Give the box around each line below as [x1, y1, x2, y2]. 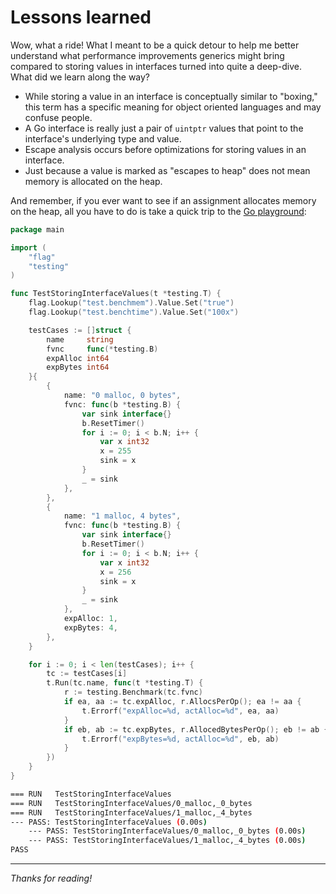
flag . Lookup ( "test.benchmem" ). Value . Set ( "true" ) [28, 298, 235, 308]
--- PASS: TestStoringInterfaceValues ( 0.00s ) [10, 817, 208, 827]
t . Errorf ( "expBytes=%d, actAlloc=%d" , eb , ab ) [81, 734, 280, 744]
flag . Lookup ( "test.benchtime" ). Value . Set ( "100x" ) [28, 307, 240, 318]
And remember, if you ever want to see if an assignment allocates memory [10, 194, 317, 206]
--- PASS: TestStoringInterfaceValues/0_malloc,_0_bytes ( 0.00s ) [28, 826, 307, 836]
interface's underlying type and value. [24, 132, 182, 145]
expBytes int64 [46, 362, 110, 373]
